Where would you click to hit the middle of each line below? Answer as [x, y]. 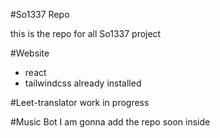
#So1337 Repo [40, 14]
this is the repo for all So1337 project [86, 33]
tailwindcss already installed [83, 83]
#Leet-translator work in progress [80, 102]
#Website [30, 53]
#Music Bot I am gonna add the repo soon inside [110, 122]
